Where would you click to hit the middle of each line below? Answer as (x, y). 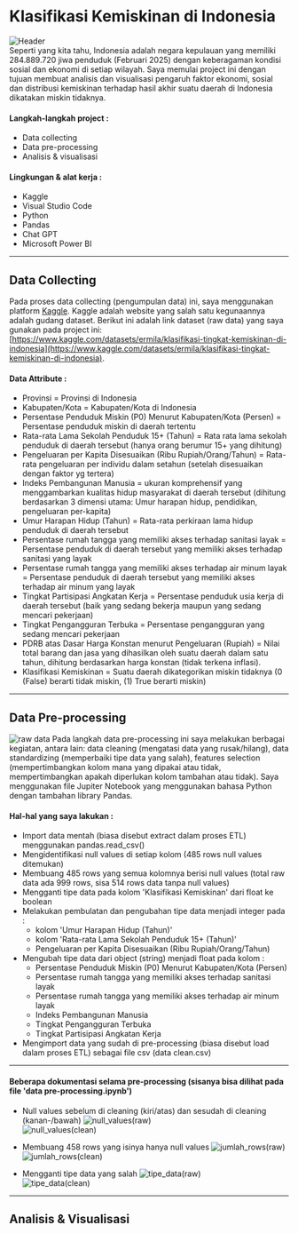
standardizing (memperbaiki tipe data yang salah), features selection (135, 758)
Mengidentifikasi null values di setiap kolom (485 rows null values (142, 855)
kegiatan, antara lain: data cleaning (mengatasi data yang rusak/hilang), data (149, 749)
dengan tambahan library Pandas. (71, 796)
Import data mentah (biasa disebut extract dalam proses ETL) (134, 836)
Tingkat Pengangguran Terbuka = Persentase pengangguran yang (143, 624)
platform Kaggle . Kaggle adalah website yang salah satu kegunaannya (137, 311)
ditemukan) (43, 864)
